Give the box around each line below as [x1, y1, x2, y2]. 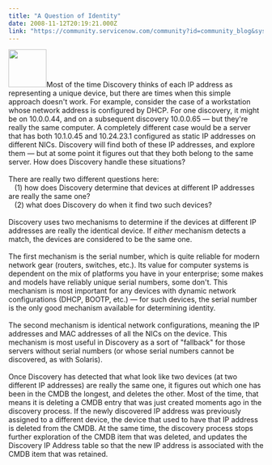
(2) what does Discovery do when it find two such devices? [14, 200, 213, 210]
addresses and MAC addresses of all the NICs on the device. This [8, 329, 228, 339]
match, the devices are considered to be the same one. [8, 235, 193, 244]
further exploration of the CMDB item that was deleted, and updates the [8, 432, 248, 442]
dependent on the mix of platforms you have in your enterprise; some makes [8, 268, 264, 279]
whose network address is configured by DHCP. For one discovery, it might [8, 106, 260, 116]
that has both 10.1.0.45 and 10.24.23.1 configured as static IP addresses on [8, 131, 257, 142]
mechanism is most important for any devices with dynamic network [8, 286, 236, 296]
